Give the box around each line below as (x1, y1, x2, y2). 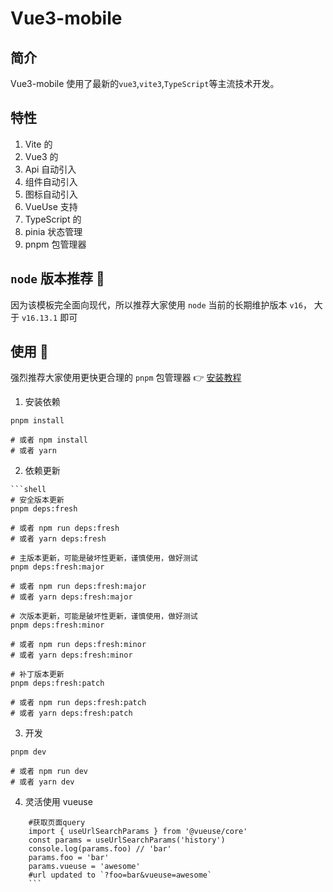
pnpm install (10, 416, 65, 426)
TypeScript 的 (24, 213, 82, 225)
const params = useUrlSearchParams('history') (28, 835, 226, 846)
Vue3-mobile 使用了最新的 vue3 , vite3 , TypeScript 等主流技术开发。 (10, 78, 280, 89)
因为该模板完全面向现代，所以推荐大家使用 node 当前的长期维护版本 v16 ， (10, 298, 312, 311)
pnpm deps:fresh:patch (10, 678, 105, 689)
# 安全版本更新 (10, 495, 65, 506)
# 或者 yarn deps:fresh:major (10, 592, 133, 602)
